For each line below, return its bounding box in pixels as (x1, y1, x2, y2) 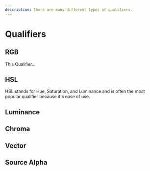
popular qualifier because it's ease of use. (5, 94, 90, 100)
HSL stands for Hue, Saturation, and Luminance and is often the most (5, 88, 145, 94)
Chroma (5, 125, 30, 133)
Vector (5, 141, 26, 150)
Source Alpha (5, 158, 48, 167)
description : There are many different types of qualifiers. (5, 7, 133, 12)
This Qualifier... (5, 61, 36, 67)
